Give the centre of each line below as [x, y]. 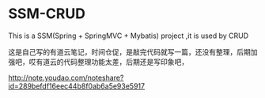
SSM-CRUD [47, 14]
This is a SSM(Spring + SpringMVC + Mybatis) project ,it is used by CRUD [129, 36]
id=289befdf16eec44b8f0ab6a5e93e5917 [76, 86]
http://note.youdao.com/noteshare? [66, 77]
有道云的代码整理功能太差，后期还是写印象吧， [112, 62]
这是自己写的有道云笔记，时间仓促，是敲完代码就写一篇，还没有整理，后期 [129, 51]
